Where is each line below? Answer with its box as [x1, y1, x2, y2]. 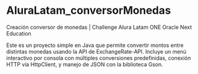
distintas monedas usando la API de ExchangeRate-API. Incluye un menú [6, 48, 187, 55]
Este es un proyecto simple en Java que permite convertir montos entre [6, 42, 184, 49]
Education [6, 29, 31, 37]
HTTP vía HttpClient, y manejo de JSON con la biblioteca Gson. [6, 61, 164, 68]
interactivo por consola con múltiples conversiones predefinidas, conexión [6, 54, 191, 61]
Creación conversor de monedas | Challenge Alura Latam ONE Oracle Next [6, 23, 192, 31]
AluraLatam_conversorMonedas [6, 4, 172, 17]
